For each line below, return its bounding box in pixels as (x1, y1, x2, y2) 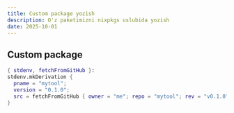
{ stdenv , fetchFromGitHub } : (7, 67, 95, 74)
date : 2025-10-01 (7, 23, 58, 30)
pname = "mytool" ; (13, 80, 68, 87)
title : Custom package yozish (7, 10, 95, 17)
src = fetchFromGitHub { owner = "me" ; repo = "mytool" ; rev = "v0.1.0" (13, 93, 229, 100)
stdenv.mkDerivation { (7, 73, 73, 80)
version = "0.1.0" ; (13, 86, 70, 94)
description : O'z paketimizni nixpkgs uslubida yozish (7, 17, 170, 24)
